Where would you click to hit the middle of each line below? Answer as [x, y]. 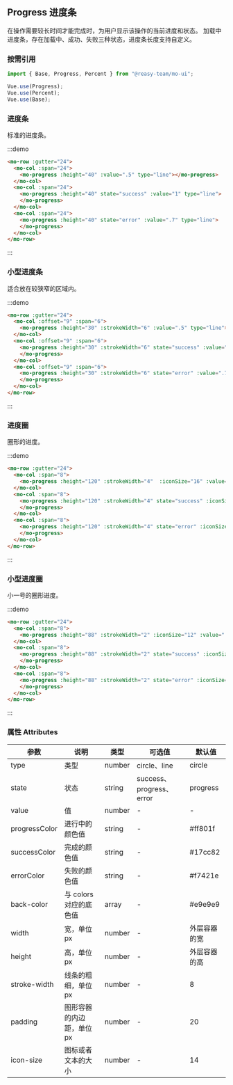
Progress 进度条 [42, 13]
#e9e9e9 [205, 904]
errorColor [28, 876]
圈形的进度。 [25, 442]
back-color [29, 904]
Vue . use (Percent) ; [34, 93]
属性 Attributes [33, 732]
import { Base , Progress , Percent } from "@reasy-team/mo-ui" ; [101, 74]
